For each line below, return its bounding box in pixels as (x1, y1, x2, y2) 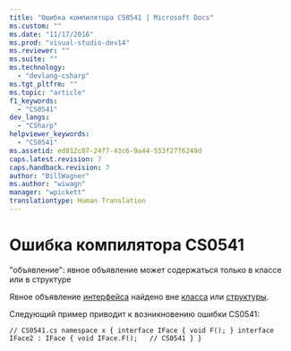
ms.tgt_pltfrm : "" (9, 80, 78, 89)
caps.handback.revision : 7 (9, 163, 110, 172)
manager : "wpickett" (9, 188, 87, 197)
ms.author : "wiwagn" (9, 180, 87, 189)
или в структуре (9, 274, 72, 285)
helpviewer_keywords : (9, 130, 90, 139)
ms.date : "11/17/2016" (9, 30, 94, 39)
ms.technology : (9, 64, 66, 73)
